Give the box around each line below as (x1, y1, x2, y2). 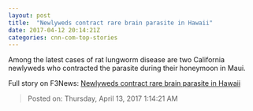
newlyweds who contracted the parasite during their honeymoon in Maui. (8, 64, 246, 73)
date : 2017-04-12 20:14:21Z (8, 26, 101, 34)
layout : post (8, 11, 51, 20)
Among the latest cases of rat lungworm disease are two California (8, 55, 225, 65)
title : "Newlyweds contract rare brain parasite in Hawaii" (8, 19, 214, 27)
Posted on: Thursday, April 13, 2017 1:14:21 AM (27, 94, 179, 103)
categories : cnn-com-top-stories (8, 33, 118, 42)
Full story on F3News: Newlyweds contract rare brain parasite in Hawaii (8, 79, 241, 88)
